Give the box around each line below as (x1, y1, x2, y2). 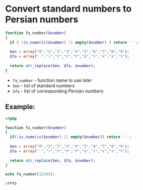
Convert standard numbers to (5, 3, 132, 15)
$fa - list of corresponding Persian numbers (12, 88, 104, 94)
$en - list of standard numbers (12, 82, 75, 88)
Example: (5, 103, 35, 111)
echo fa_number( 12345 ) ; (5, 172, 55, 177)
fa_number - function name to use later (12, 77, 92, 83)
